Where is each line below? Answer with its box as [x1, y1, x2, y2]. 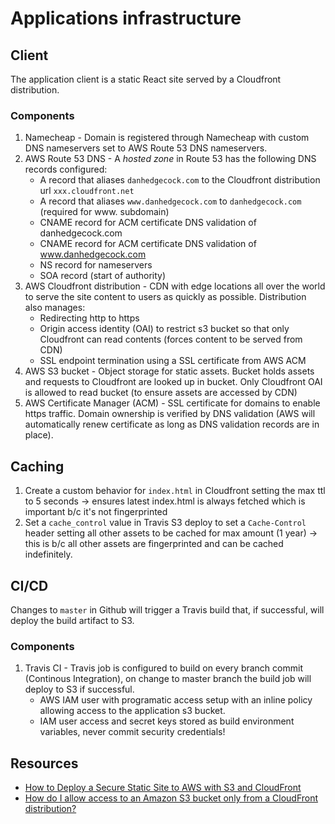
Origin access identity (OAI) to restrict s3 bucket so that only [39, 323, 290, 335]
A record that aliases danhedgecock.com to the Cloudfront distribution [39, 174, 321, 186]
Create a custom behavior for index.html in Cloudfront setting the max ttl [24, 485, 326, 497]
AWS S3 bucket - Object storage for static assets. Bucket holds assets [24, 365, 315, 377]
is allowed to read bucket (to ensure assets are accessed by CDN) [24, 387, 298, 399]
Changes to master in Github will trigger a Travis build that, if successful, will [10, 603, 325, 616]
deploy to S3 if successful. [24, 683, 135, 696]
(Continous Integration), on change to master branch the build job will [24, 673, 312, 685]
